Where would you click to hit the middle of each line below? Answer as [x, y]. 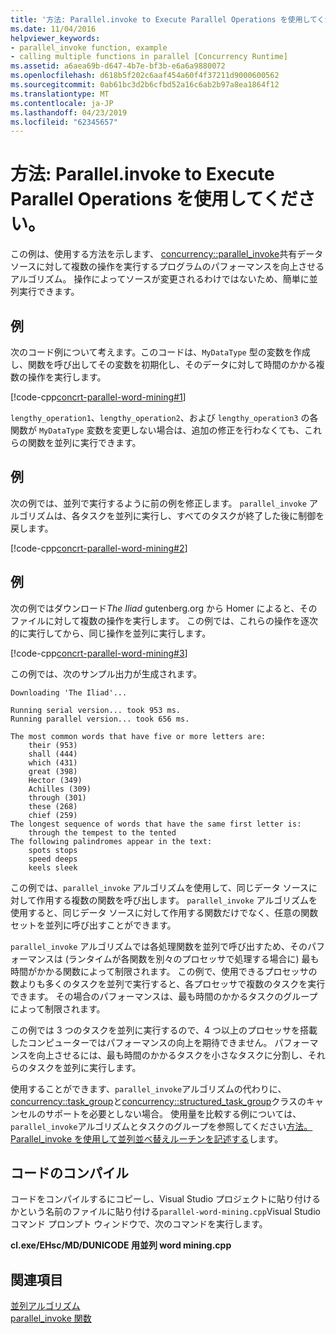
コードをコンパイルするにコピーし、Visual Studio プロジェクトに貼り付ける [166, 1199]
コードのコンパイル [69, 1173]
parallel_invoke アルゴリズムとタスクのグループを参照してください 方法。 [161, 1126]
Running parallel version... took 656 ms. [100, 719]
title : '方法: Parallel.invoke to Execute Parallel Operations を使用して [164, 19]
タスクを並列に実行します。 [84, 1067]
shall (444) [53, 754]
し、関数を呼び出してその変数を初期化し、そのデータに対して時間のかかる [163, 364]
